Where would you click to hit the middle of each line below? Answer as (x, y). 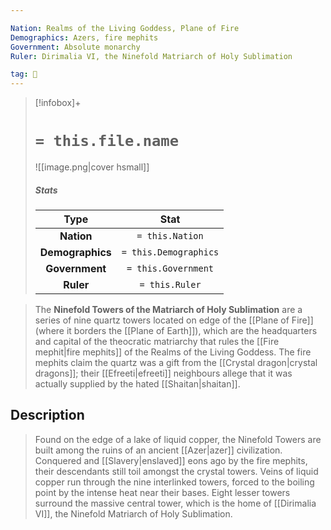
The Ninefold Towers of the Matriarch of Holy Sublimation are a (168, 310)
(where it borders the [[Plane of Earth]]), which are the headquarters (176, 331)
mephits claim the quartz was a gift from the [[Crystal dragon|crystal (176, 363)
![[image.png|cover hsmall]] (92, 167)
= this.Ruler (170, 285)
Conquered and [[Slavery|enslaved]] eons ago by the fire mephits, (171, 460)
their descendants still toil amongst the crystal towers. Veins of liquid (176, 471)
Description (47, 415)
